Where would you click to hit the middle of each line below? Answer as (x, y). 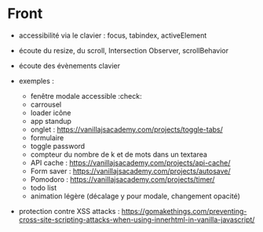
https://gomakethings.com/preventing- (184, 211)
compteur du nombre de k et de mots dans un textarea (119, 154)
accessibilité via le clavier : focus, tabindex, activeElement (113, 35)
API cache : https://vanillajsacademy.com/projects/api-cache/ (130, 162)
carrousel (46, 104)
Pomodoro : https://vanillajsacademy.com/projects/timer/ (122, 179)
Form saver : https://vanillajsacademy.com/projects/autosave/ (130, 171)
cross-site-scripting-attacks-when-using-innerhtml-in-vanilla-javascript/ (137, 219)
